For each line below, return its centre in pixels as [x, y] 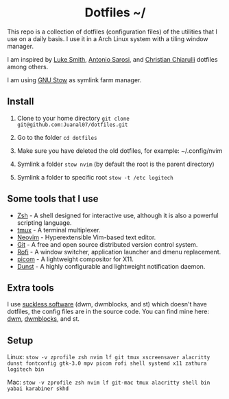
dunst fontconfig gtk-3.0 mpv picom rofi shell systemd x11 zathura [107, 364]
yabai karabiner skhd [38, 389]
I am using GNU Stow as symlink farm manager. [74, 80]
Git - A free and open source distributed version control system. [107, 244]
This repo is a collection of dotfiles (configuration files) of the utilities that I [112, 32]
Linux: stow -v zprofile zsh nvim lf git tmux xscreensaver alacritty [109, 357]
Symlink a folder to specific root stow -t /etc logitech [95, 177]
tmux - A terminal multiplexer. [59, 230]
